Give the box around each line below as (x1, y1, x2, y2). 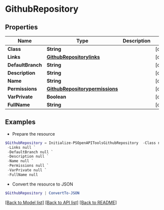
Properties (5, 23, 38, 31)
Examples (5, 118, 36, 126)
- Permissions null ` (7, 163, 49, 168)
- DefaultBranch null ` (7, 149, 54, 155)
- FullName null (7, 172, 38, 177)
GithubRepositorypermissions (46, 86, 118, 92)
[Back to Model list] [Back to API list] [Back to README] (5, 199, 117, 205)
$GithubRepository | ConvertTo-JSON (5, 190, 80, 195)
